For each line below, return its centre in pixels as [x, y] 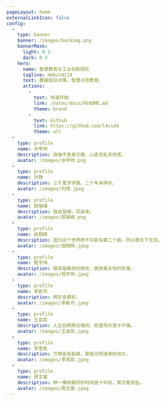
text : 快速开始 [51, 97]
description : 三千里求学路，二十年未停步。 [67, 183]
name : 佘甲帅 [32, 149]
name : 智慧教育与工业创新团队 [56, 69]
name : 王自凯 [32, 320]
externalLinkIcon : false [38, 18]
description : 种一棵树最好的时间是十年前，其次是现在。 [81, 383]
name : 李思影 [32, 348]
